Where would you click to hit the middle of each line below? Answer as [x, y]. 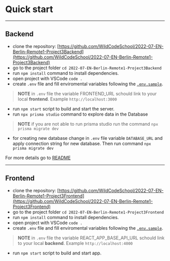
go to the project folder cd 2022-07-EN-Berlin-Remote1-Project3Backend [87, 68]
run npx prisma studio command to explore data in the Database [80, 114]
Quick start [29, 9]
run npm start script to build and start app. [57, 253]
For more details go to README [38, 158]
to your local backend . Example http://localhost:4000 [75, 243]
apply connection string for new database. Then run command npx [82, 143]
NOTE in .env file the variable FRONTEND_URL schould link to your [87, 93]
